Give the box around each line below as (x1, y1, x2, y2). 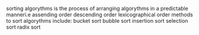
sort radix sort (6, 23, 41, 30)
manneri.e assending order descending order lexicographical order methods (6, 11, 193, 18)
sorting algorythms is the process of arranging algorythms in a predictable (6, 5, 188, 12)
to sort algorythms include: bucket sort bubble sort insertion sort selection (6, 17, 188, 24)
